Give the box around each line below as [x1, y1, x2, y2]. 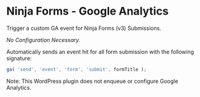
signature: [6, 54, 32, 62]
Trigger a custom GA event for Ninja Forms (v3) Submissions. [6, 24, 161, 32]
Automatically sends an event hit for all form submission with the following [6, 48, 194, 56]
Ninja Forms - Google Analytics [6, 4, 169, 18]
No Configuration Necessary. [6, 36, 81, 43]
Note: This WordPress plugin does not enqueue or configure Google [6, 77, 179, 85]
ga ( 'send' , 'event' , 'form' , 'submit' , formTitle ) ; [6, 66, 147, 73]
